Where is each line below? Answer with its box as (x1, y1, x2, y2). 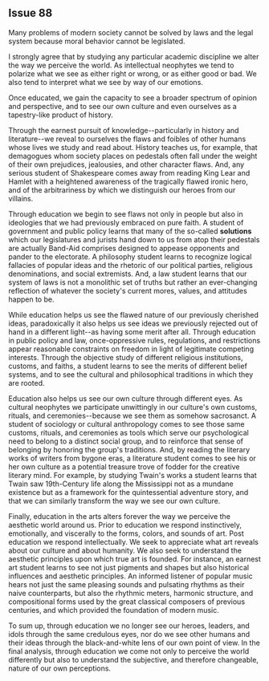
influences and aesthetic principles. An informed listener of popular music (8, 571, 253, 581)
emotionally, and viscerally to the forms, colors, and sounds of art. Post (8, 529, 244, 538)
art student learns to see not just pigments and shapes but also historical (8, 562, 250, 572)
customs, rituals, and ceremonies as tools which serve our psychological (8, 428, 249, 437)
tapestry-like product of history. (8, 110, 114, 120)
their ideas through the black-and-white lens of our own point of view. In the (8, 638, 261, 647)
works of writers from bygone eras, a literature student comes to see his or (8, 453, 257, 463)
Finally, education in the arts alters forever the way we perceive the (8, 511, 231, 521)
